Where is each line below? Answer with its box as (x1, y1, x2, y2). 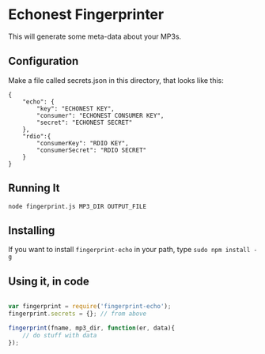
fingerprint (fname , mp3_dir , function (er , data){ (8, 324, 176, 332)
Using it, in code (8, 274, 89, 288)
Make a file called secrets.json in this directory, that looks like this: (8, 75, 224, 85)
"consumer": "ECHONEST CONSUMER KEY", (36, 111, 165, 119)
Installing (8, 224, 55, 237)
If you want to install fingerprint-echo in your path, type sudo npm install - (8, 245, 258, 254)
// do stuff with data (22, 331, 97, 339)
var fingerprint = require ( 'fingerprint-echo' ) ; (8, 303, 172, 311)
